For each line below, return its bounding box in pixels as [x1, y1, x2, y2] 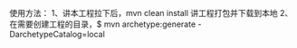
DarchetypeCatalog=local [9, 29, 106, 39]
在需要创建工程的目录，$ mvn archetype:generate [9, 19, 196, 29]
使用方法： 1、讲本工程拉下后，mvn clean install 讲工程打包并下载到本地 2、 [9, 8, 293, 18]
